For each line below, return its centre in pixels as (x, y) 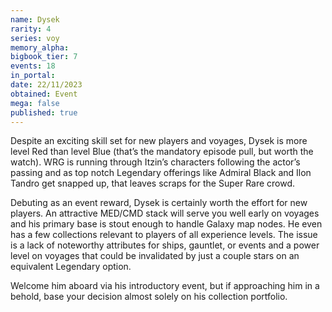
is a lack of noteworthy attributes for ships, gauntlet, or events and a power (165, 245)
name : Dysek (35, 19)
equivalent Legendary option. (71, 267)
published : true (44, 112)
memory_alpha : (40, 47)
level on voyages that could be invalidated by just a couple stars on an (155, 256)
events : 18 (33, 66)
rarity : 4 (31, 29)
